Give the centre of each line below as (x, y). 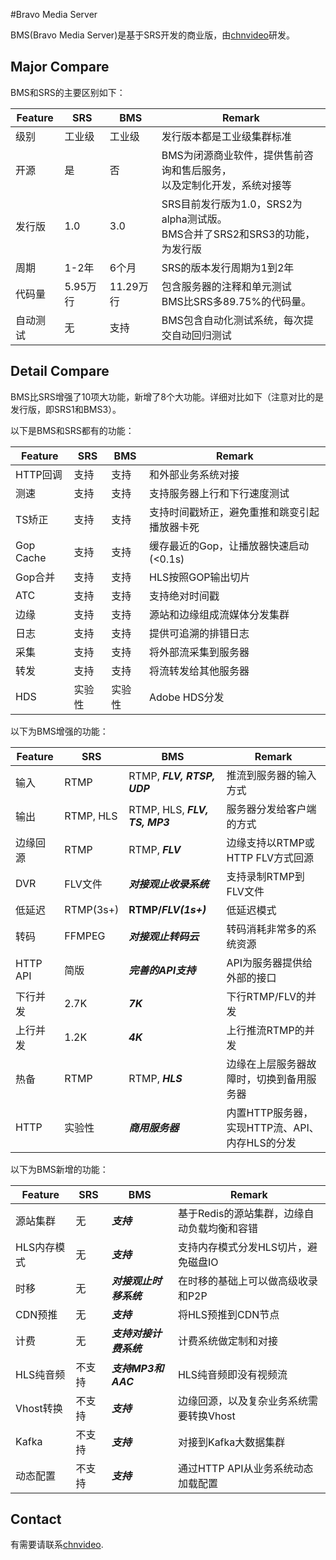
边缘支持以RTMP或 (270, 842)
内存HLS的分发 (261, 1142)
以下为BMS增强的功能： (59, 731)
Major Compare (60, 67)
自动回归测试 (201, 335)
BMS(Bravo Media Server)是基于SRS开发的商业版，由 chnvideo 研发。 (152, 35)
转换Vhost (211, 1416)
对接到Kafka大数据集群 (231, 1442)
